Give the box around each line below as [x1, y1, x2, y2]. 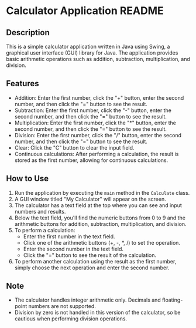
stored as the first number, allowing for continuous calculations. [14, 157, 169, 164]
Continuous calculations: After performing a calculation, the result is [14, 150, 179, 157]
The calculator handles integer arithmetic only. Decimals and [14, 296, 161, 303]
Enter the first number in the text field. [23, 233, 115, 240]
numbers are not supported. [28, 303, 97, 310]
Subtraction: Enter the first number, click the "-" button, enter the [14, 107, 171, 114]
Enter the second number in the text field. [23, 245, 124, 252]
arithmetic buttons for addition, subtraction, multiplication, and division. [14, 220, 187, 227]
